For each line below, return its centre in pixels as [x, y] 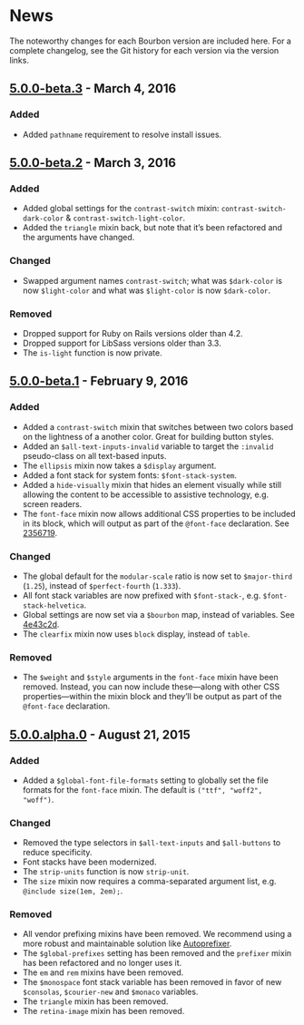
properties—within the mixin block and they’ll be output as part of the [152, 697]
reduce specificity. [57, 853]
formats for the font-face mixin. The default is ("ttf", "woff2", [142, 789]
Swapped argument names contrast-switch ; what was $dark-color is [152, 280]
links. [20, 60]
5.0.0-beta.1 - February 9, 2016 [99, 381]
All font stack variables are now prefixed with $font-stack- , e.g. [142, 595]
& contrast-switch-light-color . [126, 218]
